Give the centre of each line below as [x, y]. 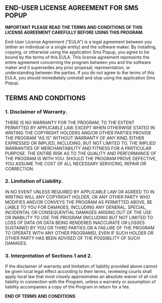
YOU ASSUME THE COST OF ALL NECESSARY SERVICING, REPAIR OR [76, 164]
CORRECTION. [20, 168]
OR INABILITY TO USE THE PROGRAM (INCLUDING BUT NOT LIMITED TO [79, 217]
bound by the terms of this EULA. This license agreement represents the [77, 57]
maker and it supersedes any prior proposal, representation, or [68, 67]
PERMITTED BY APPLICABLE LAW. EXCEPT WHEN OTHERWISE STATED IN [80, 127]
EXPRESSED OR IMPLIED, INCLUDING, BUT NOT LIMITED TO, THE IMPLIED [81, 143]
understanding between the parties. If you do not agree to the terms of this [80, 73]
